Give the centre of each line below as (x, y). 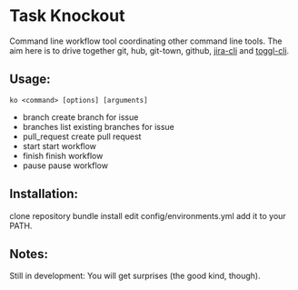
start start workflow (60, 145)
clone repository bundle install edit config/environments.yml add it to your (148, 215)
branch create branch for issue (80, 117)
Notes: (29, 254)
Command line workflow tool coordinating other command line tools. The (146, 41)
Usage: (30, 80)
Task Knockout (67, 16)
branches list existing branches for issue (98, 126)
